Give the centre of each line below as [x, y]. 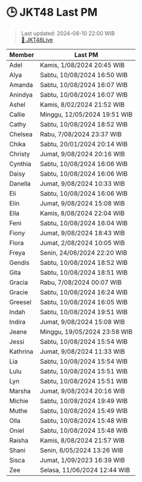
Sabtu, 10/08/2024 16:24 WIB [84, 292]
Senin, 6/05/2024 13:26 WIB [82, 450]
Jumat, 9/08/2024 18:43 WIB [82, 233]
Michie [19, 401]
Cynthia [20, 164]
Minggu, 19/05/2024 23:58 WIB [86, 331]
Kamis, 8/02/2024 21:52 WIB [82, 105]
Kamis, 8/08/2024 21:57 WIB [82, 440]
